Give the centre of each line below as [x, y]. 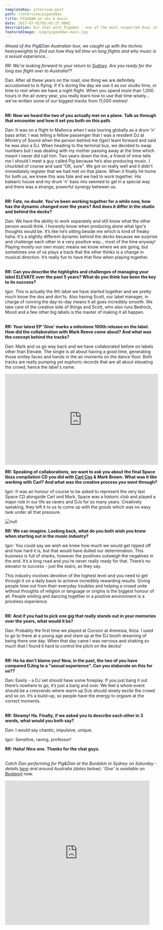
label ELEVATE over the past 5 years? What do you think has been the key [81, 277]
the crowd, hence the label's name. [40, 367]
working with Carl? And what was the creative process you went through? [81, 482]
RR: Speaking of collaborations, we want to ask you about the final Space [80, 472]
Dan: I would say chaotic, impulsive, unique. [49, 730]
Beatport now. [19, 774]
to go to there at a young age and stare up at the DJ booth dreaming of [76, 636]
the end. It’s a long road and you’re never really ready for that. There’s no [78, 561]
